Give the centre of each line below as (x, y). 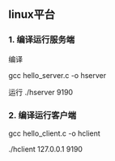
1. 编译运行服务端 (42, 40)
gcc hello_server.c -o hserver (57, 75)
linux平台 (32, 15)
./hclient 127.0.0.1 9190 (46, 149)
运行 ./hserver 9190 (41, 92)
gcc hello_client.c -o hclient (55, 133)
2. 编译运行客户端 (43, 115)
